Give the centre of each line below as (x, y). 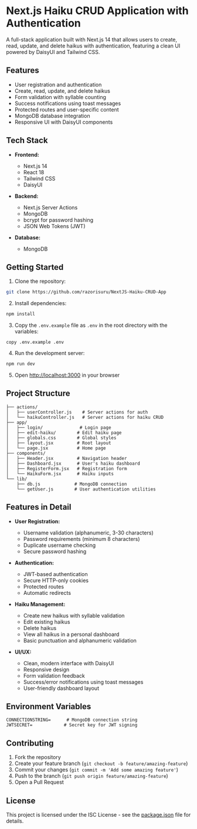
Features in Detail (39, 507)
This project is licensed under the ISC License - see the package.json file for (98, 815)
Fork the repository (38, 757)
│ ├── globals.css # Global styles (61, 438)
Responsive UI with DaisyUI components (64, 122)
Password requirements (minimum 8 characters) (81, 539)
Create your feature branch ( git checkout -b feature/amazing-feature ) (101, 763)
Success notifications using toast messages (68, 103)
